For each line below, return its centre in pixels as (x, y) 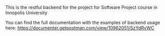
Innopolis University (26, 13)
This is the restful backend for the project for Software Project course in (81, 7)
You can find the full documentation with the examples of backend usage (83, 23)
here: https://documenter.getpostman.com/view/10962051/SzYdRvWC (80, 28)
